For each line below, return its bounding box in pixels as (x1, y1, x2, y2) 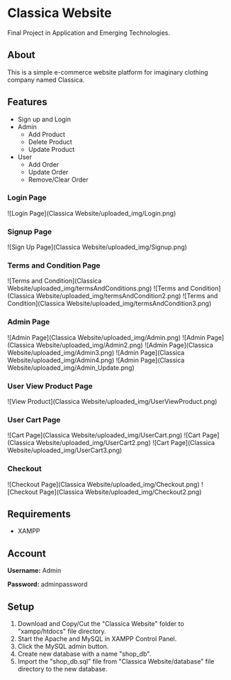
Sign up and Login (17, 115, 71, 124)
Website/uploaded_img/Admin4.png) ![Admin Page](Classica (7, 356, 185, 364)
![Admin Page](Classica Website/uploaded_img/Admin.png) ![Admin (7, 333, 205, 341)
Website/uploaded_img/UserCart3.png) (7, 446, 123, 455)
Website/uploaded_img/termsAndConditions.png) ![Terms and (7, 284, 189, 292)
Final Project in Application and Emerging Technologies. (7, 28, 171, 37)
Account (7, 547, 46, 559)
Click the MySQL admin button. (17, 642, 109, 651)
